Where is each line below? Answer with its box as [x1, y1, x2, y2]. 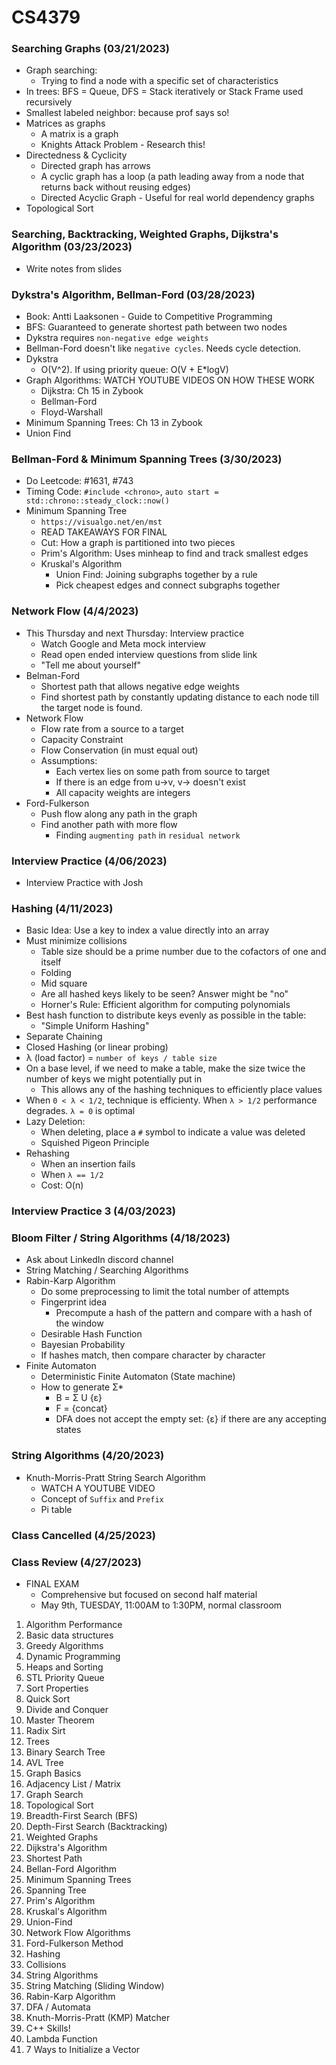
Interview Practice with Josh [25, 876, 144, 888]
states [55, 1424, 82, 1436]
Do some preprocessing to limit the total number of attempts [40, 1286, 290, 1298]
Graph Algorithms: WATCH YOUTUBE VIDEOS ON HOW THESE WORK [25, 374, 315, 386]
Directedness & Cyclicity [25, 149, 128, 161]
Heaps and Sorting [25, 1661, 104, 1673]
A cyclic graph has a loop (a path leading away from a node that [40, 171, 305, 183]
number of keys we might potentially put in [25, 1073, 203, 1085]
